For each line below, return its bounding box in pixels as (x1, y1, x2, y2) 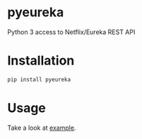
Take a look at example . (7, 123, 76, 132)
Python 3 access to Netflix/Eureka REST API (7, 28, 136, 36)
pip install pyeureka (7, 76, 71, 83)
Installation (7, 52, 75, 69)
